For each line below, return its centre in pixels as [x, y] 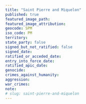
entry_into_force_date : [30, 61]
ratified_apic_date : [27, 65]
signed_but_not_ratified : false [39, 47]
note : [11, 89]
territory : [16, 38]
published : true [22, 14]
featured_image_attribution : [35, 24]
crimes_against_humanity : [32, 75]
